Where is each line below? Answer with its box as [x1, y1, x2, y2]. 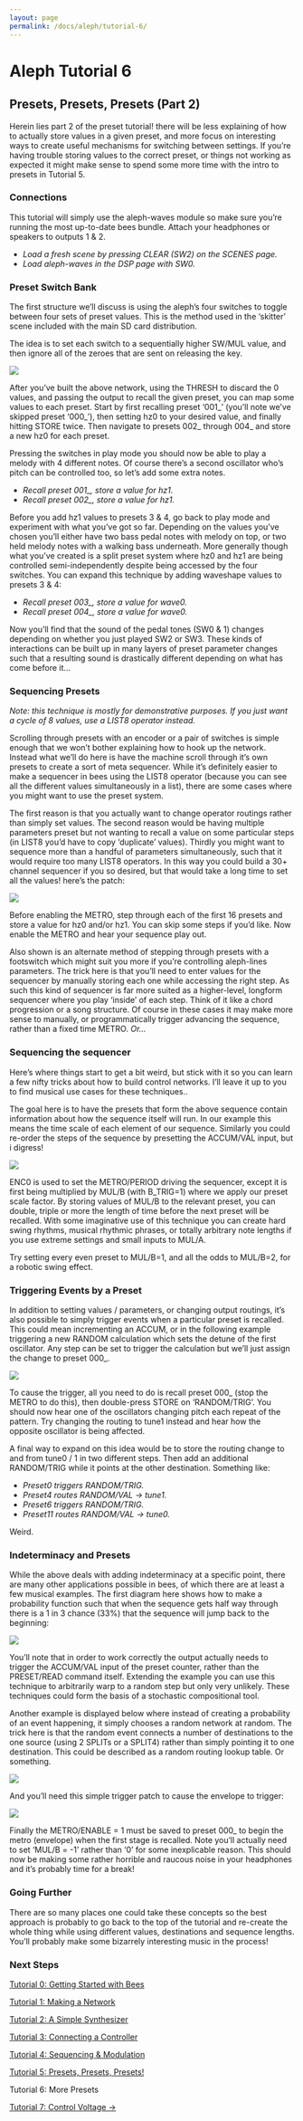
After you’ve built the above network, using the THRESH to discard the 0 [9, 382, 279, 394]
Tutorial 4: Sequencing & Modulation [9, 2049, 146, 2059]
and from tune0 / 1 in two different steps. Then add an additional [9, 1452, 249, 1463]
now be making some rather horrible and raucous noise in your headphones [9, 1854, 292, 1865]
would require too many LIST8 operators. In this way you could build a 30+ [9, 856, 288, 867]
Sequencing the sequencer [9, 1046, 131, 1059]
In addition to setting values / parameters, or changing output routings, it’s [9, 1304, 286, 1315]
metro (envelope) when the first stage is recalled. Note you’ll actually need [9, 1835, 288, 1846]
